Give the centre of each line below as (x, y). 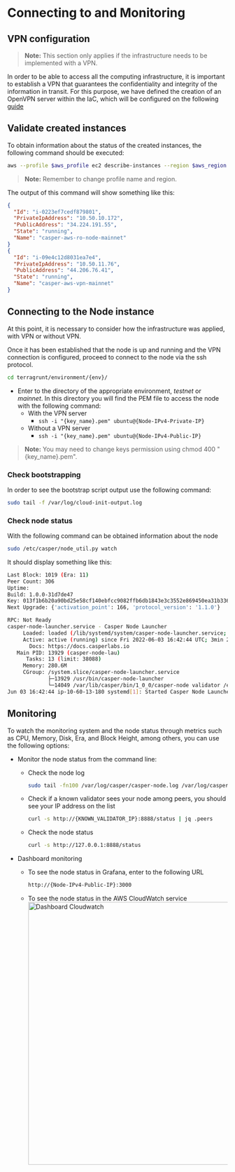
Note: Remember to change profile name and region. (100, 179)
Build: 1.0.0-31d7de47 (40, 594)
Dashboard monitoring (50, 859)
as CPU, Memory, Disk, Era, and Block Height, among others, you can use (113, 738)
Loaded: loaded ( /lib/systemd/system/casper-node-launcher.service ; (125, 633)
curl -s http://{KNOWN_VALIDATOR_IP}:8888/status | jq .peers (120, 819)
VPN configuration (49, 39)
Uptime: (19, 588)
